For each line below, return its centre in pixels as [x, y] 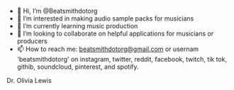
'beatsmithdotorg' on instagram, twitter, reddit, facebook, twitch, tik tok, [122, 59]
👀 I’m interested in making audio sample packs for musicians [105, 18]
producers [32, 41]
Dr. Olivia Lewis [29, 80]
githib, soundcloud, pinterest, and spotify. [78, 67]
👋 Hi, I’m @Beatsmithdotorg [57, 11]
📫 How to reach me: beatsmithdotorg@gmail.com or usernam [108, 49]
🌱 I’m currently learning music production [77, 26]
